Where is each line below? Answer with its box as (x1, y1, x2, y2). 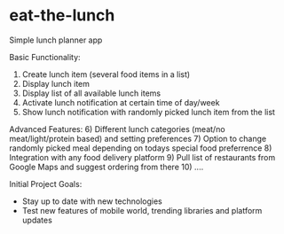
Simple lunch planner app (9, 35, 103, 45)
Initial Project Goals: (9, 178, 83, 189)
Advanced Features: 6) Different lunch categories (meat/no (9, 123, 225, 134)
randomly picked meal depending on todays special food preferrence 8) (9, 143, 272, 153)
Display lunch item (21, 78, 91, 89)
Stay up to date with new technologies (21, 196, 162, 207)
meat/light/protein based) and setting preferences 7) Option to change (9, 133, 267, 144)
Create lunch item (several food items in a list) (21, 68, 191, 80)
